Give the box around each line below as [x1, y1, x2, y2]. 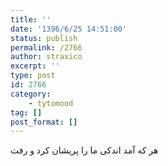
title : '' [10, 14, 52, 25]
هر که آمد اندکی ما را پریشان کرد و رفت [10, 144, 159, 156]
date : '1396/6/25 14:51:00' [10, 24, 128, 34]
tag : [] [10, 107, 43, 118]
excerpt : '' [10, 61, 60, 71]
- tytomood [28, 98, 74, 108]
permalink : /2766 [10, 42, 83, 53]
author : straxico [10, 52, 83, 62]
